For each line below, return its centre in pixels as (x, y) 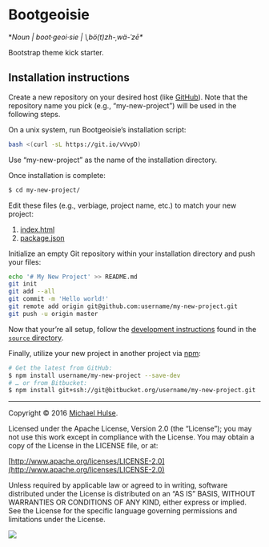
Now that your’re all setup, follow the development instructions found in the (132, 329)
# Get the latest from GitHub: (60, 368)
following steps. (34, 114)
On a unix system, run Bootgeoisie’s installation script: (97, 129)
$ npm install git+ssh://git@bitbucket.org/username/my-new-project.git (132, 391)
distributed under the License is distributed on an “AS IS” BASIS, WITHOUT (132, 494)
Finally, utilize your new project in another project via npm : (105, 353)
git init (23, 284)
